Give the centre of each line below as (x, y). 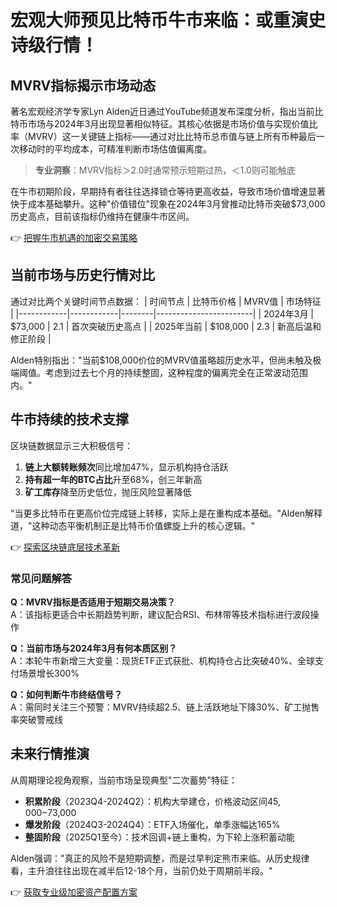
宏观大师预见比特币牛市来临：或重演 (159, 20)
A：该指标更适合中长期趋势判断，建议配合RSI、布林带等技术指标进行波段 (160, 614)
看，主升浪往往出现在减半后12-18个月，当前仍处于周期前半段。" (141, 870)
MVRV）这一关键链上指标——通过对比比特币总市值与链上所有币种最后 (172, 136)
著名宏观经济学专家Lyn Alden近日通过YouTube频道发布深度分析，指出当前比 (167, 111)
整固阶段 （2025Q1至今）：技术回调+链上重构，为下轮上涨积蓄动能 (159, 837)
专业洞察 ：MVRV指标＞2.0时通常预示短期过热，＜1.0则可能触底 (165, 170)
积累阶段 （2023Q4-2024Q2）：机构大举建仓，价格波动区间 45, (153, 801)
